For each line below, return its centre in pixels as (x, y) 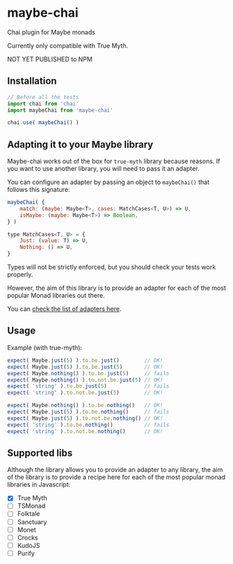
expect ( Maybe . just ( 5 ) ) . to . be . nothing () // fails (88, 412)
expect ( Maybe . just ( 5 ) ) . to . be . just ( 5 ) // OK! (85, 367)
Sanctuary (32, 521)
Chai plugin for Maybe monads (51, 32)
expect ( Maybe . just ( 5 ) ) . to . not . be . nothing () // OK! (85, 418)
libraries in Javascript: (39, 485)
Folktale (29, 514)
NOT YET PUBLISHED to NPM (50, 59)
